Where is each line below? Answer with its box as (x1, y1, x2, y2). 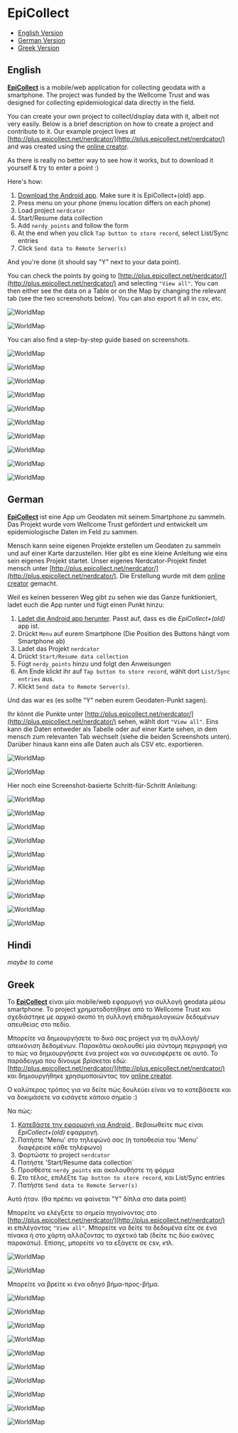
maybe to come (7, 958, 53, 967)
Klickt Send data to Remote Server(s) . (17, 682, 130, 691)
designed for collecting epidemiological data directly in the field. (7, 98, 195, 107)
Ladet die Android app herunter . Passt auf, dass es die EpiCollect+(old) (17, 614, 226, 622)
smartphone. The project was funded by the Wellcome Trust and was (7, 90, 210, 99)
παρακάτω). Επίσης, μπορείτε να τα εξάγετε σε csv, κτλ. (7, 1238, 174, 1248)
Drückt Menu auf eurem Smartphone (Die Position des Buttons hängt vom (17, 629, 229, 637)
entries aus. (17, 674, 55, 683)
